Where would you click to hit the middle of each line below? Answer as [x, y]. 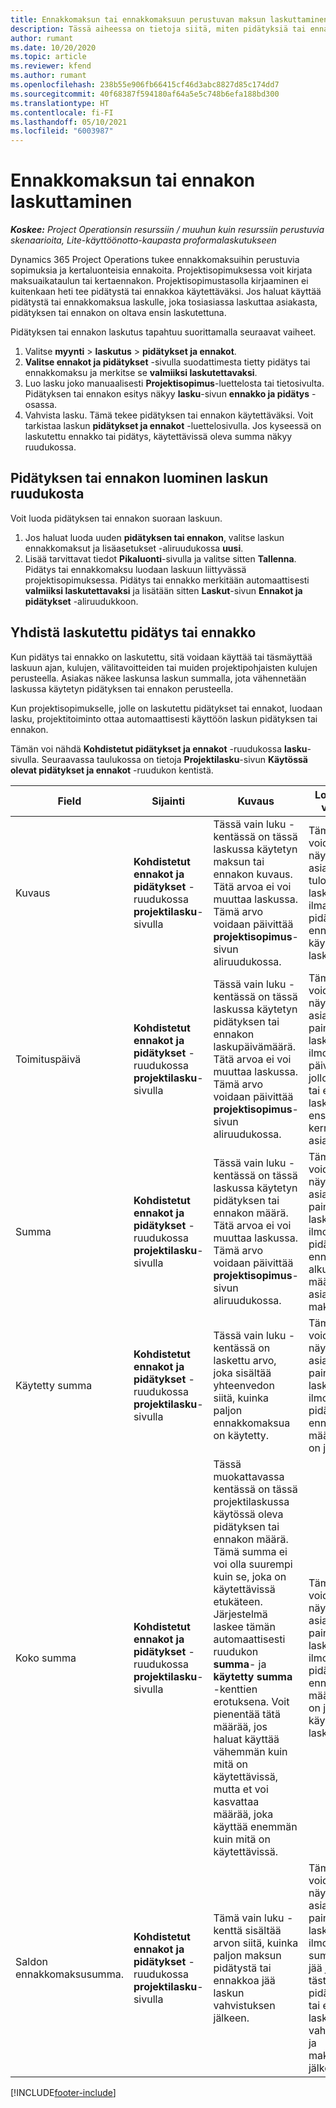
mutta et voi [241, 1789]
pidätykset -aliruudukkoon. [81, 601]
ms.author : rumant [48, 76]
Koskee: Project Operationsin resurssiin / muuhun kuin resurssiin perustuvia [167, 230]
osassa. [41, 405]
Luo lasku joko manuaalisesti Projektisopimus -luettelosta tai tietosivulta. [174, 383]
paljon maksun [247, 1955]
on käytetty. [241, 1435]
